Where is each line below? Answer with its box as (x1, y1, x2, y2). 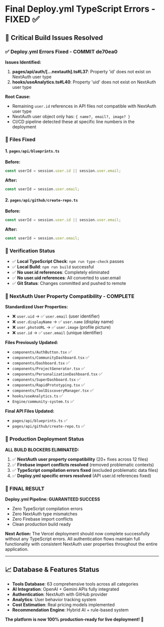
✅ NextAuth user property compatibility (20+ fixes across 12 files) (12, 456, 148, 462)
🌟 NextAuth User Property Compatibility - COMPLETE (5, 293, 135, 300)
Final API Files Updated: (5, 408, 55, 414)
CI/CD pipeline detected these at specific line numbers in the (12, 119, 135, 124)
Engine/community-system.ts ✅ (12, 399, 74, 405)
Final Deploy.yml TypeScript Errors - (5, 3, 156, 15)
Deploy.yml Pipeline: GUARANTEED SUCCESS (5, 496, 100, 502)
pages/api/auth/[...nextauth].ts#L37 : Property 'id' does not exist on (12, 68, 151, 74)
